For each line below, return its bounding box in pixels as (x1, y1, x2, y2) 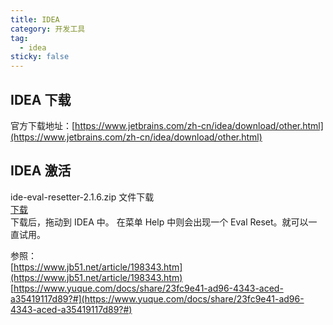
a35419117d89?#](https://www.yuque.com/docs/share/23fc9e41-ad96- (10, 292, 305, 305)
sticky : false (10, 52, 70, 62)
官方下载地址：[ (10, 119, 76, 131)
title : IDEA (10, 14, 60, 25)
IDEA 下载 (10, 91, 72, 108)
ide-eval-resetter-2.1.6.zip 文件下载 (10, 191, 155, 203)
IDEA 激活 (10, 162, 72, 180)
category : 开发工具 (10, 24, 86, 34)
